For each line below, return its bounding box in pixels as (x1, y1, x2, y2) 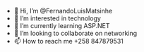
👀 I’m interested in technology (13, 14, 101, 22)
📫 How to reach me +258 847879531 (13, 37, 124, 45)
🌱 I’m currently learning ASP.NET (13, 22, 110, 30)
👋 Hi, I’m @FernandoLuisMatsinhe (13, 7, 113, 15)
